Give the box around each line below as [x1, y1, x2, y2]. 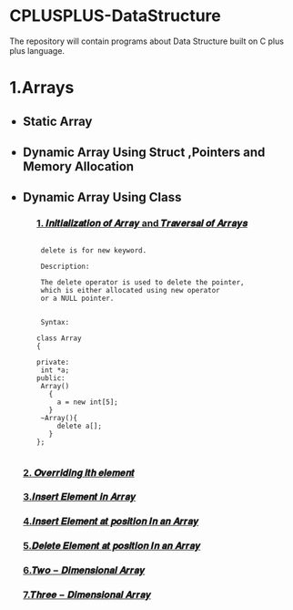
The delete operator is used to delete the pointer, [40, 277, 245, 287]
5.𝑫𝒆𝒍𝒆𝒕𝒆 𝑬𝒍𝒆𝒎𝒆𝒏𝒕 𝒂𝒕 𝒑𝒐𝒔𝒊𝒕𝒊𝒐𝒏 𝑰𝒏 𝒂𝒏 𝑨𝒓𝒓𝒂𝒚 [22, 540, 201, 553]
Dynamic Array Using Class [22, 190, 182, 205]
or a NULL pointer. [40, 294, 115, 303]
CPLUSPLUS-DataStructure [9, 5, 221, 26]
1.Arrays [9, 78, 75, 98]
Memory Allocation [22, 159, 135, 174]
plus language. [9, 45, 66, 56]
